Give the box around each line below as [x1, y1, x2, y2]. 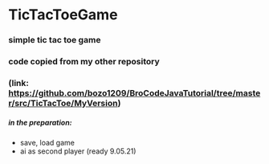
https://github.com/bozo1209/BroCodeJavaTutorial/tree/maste [8, 87, 261, 98]
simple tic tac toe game [8, 35, 101, 46]
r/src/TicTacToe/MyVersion [8, 97, 118, 109]
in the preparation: [8, 117, 72, 127]
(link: [8, 77, 30, 88]
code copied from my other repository [8, 56, 161, 68]
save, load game [19, 137, 75, 147]
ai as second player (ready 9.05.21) [19, 146, 137, 156]
